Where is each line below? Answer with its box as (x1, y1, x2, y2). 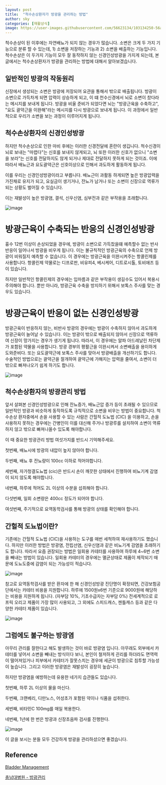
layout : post (5, 7, 32, 12)
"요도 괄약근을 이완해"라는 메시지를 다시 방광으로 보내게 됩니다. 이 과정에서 (5, 107, 149, 113)
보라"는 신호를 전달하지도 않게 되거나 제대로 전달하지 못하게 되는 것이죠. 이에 (10, 155, 157, 161)
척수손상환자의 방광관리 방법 (5, 388, 86, 396)
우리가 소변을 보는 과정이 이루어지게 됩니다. (18, 113, 102, 119)
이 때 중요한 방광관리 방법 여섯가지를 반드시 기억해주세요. (5, 437, 115, 443)
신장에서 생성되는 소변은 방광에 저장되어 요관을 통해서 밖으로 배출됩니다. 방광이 (5, 88, 157, 94)
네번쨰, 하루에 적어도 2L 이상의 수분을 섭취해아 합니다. (5, 485, 109, 491)
